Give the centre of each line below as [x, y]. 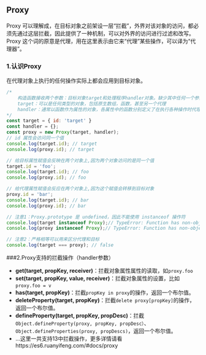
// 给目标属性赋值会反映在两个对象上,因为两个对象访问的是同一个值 [80, 160]
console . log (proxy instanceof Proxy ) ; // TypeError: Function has [91, 228]
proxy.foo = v [33, 286]
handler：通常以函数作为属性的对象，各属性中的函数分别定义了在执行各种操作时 [105, 109]
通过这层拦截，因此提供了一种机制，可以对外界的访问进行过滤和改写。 [105, 33]
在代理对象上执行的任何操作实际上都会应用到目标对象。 [76, 81]
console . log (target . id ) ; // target [52, 144]
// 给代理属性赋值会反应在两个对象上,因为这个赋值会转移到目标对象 [80, 189]
